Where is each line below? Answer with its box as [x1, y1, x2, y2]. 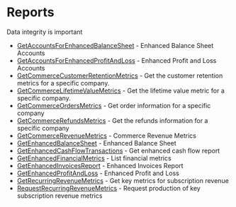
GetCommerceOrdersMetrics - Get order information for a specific [16, 101, 211, 110]
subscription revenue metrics [16, 191, 103, 200]
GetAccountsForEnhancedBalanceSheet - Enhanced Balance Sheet [16, 41, 214, 49]
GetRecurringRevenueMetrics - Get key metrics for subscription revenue [16, 176, 230, 184]
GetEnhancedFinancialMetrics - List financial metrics [16, 153, 172, 162]
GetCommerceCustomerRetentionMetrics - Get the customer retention [16, 71, 223, 80]
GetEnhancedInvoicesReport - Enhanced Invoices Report [16, 161, 184, 170]
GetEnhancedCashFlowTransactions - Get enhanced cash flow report [16, 146, 220, 155]
